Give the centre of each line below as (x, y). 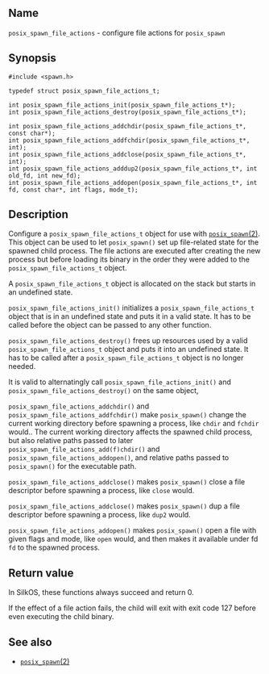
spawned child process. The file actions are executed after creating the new (134, 251)
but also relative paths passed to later (71, 441)
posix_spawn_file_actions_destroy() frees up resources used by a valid (128, 341)
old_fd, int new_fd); (45, 176)
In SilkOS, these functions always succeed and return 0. (101, 592)
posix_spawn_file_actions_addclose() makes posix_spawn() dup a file (124, 506)
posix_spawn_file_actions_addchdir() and (79, 406)
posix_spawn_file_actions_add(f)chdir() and (84, 449)
